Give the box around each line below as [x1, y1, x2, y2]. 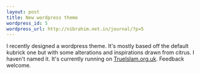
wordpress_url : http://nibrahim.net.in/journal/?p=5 [6, 25, 144, 32]
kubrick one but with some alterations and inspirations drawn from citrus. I [6, 49, 194, 56]
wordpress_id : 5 [6, 20, 48, 26]
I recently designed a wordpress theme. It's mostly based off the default [6, 42, 189, 50]
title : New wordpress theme [6, 15, 79, 21]
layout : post [6, 8, 40, 15]
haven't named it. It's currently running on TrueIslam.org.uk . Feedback [6, 55, 185, 62]
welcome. [6, 62, 31, 69]
